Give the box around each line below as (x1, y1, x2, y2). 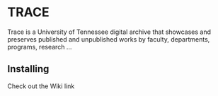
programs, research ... (7, 42, 72, 51)
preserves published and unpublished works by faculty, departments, (7, 35, 210, 43)
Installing (7, 63, 50, 75)
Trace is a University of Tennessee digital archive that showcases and (7, 28, 211, 36)
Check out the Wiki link (7, 82, 75, 90)
